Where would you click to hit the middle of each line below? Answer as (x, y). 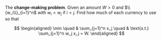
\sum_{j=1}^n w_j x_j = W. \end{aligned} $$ (81, 33)
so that (12, 19)
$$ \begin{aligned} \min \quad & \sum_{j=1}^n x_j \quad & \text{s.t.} (81, 28)
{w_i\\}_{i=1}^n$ (21, 13)
